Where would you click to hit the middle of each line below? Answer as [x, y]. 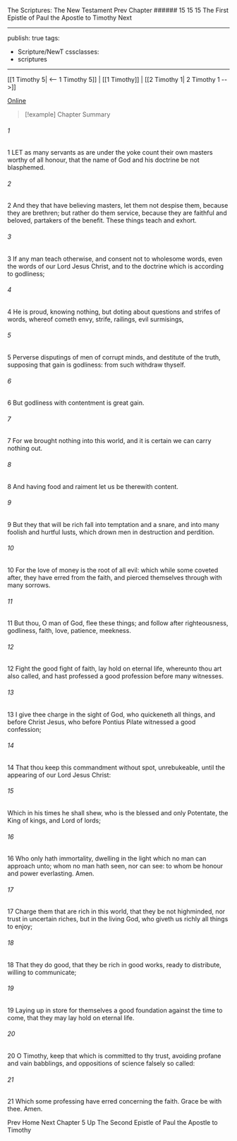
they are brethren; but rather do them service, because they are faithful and [117, 213]
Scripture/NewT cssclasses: [58, 52]
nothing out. [25, 449]
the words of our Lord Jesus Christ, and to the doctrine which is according [116, 266]
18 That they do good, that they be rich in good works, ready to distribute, [115, 964]
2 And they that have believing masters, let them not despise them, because [118, 206]
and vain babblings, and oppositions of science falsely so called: [101, 1063]
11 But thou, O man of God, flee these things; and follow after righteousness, [118, 623]
